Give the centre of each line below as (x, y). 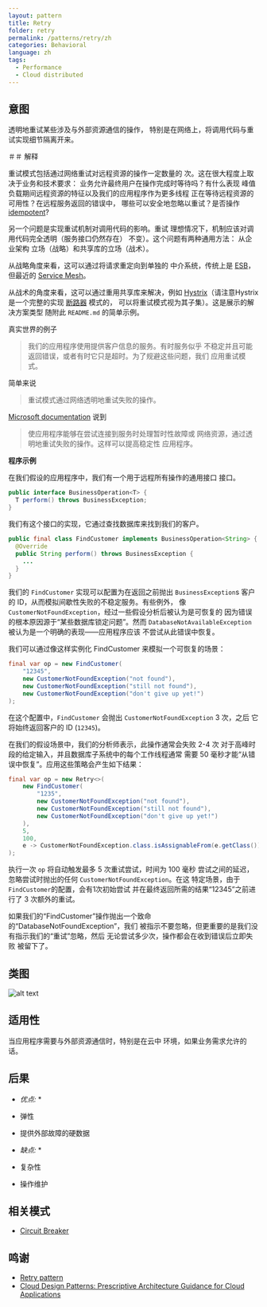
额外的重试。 (58, 899)
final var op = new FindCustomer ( (66, 664)
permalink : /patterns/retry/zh (60, 38)
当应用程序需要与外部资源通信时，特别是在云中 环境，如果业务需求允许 (124, 1041)
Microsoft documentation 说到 (58, 417)
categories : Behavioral (48, 45)
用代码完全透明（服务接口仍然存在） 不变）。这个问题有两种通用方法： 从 (127, 239)
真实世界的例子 (33, 329)
